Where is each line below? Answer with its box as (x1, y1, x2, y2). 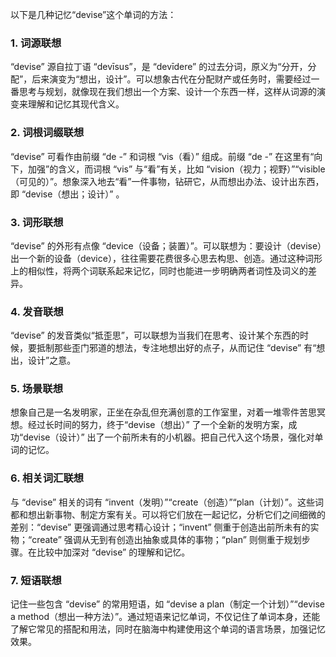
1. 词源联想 (10, 36, 62, 50)
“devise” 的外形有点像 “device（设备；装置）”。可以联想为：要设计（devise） (10, 239, 323, 252)
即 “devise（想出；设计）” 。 (10, 188, 125, 200)
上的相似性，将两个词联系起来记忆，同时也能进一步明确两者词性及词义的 (10, 264, 308, 277)
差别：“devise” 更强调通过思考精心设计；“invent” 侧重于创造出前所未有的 (10, 521, 311, 533)
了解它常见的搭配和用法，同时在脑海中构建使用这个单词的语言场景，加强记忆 (10, 623, 326, 635)
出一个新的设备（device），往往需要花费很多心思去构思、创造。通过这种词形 (10, 252, 323, 264)
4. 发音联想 (10, 304, 64, 318)
